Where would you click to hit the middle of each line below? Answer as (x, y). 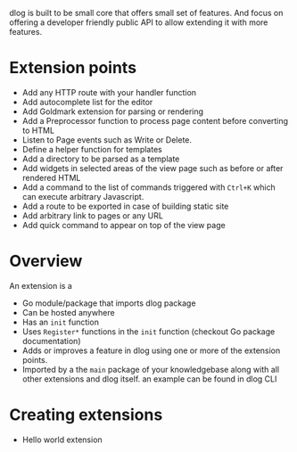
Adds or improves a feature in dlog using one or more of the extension (151, 350)
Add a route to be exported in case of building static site (125, 206)
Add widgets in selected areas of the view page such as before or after (153, 168)
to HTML (38, 130)
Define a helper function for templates (92, 149)
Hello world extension (62, 440)
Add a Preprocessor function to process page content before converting (155, 120)
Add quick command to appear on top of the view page (124, 225)
